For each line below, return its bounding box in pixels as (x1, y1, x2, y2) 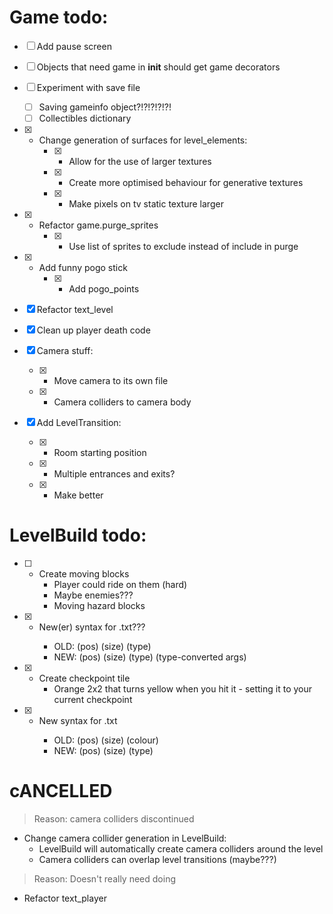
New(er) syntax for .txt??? (38, 621, 146, 633)
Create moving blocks (38, 568, 130, 580)
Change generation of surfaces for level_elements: (38, 134, 248, 146)
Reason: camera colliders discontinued (33, 812, 195, 825)
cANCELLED (9, 780, 113, 803)
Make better (53, 489, 104, 501)
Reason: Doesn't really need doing (33, 872, 176, 885)
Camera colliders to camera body (53, 396, 192, 408)
